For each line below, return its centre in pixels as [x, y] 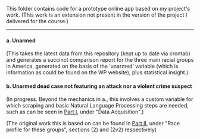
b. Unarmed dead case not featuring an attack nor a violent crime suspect [99, 86]
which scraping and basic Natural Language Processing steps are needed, [98, 106]
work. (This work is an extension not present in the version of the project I [97, 15]
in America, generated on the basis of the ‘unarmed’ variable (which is [92, 66]
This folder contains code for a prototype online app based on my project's [98, 9]
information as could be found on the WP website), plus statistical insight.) [97, 72]
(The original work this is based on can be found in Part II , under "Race [93, 124]
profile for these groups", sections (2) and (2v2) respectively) [81, 129]
